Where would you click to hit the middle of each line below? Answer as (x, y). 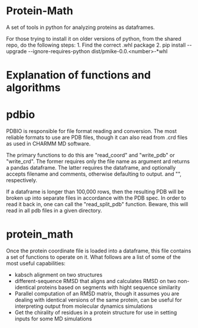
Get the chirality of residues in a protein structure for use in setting (96, 312)
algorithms (33, 88)
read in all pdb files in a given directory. (54, 210)
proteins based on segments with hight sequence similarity (109, 287)
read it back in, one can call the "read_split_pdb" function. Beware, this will (97, 204)
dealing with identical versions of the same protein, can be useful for (98, 300)
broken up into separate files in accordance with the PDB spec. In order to (96, 198)
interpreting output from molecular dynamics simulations (84, 306)
